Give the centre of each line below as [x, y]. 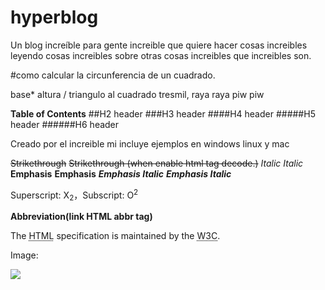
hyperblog [54, 17]
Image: [24, 255]
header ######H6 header [65, 124]
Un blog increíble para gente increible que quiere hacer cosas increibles [159, 45]
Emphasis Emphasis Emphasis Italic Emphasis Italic [121, 173]
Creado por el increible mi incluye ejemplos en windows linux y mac [150, 143]
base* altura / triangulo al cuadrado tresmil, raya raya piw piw [137, 94]
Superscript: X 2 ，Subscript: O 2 [74, 195]
